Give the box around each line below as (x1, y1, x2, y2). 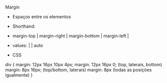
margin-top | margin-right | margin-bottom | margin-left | (12, 33, 129, 39)
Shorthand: (12, 23, 36, 29)
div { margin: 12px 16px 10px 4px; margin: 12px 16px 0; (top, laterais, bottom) (5, 62, 163, 67)
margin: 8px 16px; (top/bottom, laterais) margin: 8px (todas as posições (5, 67, 152, 73)
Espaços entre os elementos (12, 14, 71, 19)
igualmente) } (5, 72, 33, 78)
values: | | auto (12, 42, 43, 48)
